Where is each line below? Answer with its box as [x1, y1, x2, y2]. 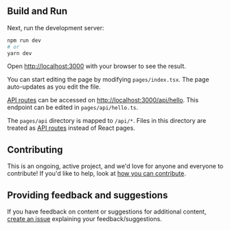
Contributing [7, 143, 63, 155]
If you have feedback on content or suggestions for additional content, [7, 207, 207, 216]
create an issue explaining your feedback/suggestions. [7, 215, 163, 223]
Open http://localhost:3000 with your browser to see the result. [7, 62, 187, 71]
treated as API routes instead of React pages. [7, 124, 135, 133]
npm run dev [7, 37, 41, 44]
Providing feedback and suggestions [7, 189, 168, 201]
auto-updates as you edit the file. [7, 82, 101, 91]
